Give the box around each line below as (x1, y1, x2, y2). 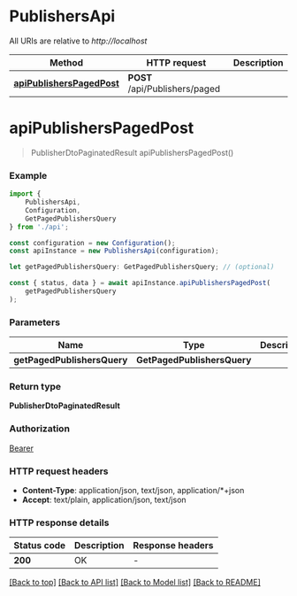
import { (9, 190, 42, 198)
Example (9, 169, 48, 182)
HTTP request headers (9, 465, 109, 477)
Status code (13, 539, 66, 552)
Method (49, 56, 84, 68)
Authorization (9, 422, 71, 435)
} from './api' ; (9, 222, 69, 231)
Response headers (133, 539, 214, 552)
